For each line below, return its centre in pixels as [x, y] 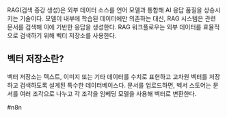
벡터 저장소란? [36, 59]
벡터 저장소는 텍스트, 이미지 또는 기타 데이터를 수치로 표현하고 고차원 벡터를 [107, 76]
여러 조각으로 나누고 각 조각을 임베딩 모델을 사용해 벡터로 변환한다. [108, 93]
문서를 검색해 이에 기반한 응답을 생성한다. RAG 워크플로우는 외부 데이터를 [104, 27]
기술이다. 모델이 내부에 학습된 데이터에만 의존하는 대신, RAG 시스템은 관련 [118, 18]
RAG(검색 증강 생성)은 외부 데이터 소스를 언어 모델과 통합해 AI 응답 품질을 [105, 10]
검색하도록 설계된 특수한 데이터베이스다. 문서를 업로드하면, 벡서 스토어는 [116, 85]
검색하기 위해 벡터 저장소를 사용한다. [68, 35]
